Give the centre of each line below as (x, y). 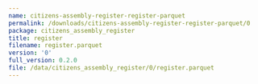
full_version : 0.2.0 (43, 61)
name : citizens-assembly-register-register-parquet (97, 16)
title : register (35, 38)
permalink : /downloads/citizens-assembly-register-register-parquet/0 (129, 23)
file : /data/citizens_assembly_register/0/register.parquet (112, 68)
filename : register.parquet (56, 46)
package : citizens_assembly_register (72, 30)
